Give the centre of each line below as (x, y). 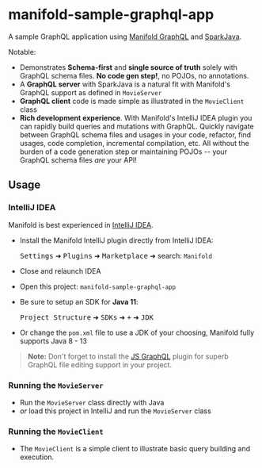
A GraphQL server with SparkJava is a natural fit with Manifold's (125, 84)
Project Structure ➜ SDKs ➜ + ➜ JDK (87, 317)
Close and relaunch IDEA (60, 270)
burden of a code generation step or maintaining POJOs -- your (123, 152)
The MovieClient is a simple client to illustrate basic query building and (135, 449)
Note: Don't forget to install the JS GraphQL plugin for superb (128, 356)
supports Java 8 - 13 (53, 341)
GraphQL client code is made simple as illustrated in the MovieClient (132, 101)
